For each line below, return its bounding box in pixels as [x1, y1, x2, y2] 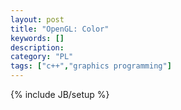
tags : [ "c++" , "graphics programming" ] [10, 61, 172, 71]
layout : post [10, 14, 65, 25]
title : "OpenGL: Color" [10, 24, 110, 34]
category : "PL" [10, 52, 74, 62]
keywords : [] [10, 33, 65, 43]
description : [10, 42, 65, 53]
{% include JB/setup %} [10, 89, 110, 100]
